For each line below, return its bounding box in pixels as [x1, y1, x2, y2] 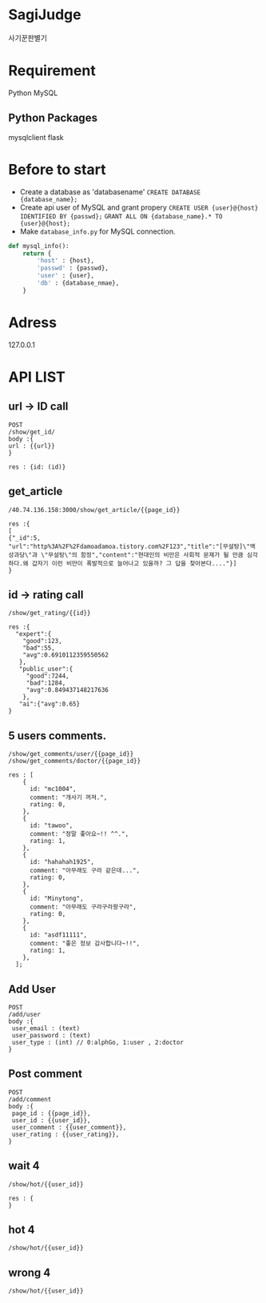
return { [22, 250, 52, 258]
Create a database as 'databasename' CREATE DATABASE [19, 186, 201, 197]
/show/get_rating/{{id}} [8, 610, 91, 618]
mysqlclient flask [8, 132, 64, 142]
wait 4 [8, 1159, 40, 1173]
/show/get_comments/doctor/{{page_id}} [8, 757, 141, 765]
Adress [8, 314, 58, 331]
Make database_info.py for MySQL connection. [19, 226, 176, 236]
